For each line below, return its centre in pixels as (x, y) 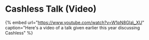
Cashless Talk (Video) (51, 9)
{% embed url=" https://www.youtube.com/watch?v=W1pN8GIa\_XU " (75, 22)
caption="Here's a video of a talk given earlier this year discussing (73, 27)
